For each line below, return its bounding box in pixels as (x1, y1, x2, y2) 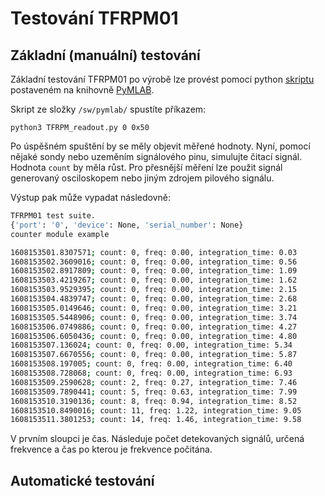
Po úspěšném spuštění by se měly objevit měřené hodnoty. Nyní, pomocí (10, 140, 311, 152)
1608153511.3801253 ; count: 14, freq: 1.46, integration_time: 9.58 (10, 415, 302, 425)
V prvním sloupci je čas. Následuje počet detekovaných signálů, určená (10, 433, 305, 445)
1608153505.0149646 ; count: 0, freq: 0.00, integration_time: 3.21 (10, 303, 298, 313)
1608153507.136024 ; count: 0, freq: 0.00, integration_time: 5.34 (10, 340, 293, 351)
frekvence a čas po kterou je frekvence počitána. (10, 443, 213, 456)
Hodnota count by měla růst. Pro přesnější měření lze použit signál (10, 162, 283, 173)
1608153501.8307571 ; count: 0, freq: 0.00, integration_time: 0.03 (10, 247, 298, 257)
